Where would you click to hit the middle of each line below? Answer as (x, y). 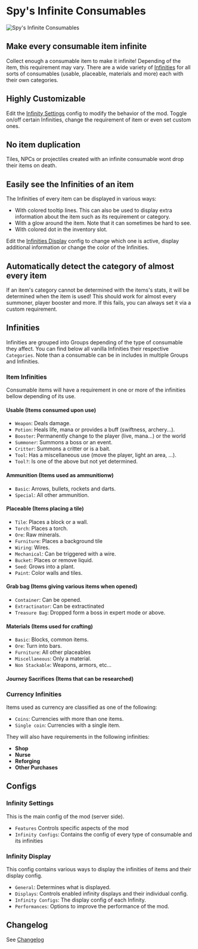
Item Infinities (27, 377)
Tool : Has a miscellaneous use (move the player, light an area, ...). (96, 455)
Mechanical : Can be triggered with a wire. (65, 554)
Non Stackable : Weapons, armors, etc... (63, 665)
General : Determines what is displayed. (63, 887)
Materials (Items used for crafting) (50, 626)
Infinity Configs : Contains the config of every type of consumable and (103, 834)
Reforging (27, 761)
